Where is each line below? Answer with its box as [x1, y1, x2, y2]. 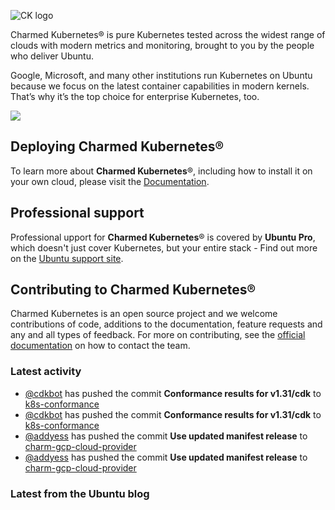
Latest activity [10, 365, 82, 379]
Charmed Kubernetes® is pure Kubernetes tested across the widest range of [10, 29, 326, 40]
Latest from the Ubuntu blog [10, 486, 150, 500]
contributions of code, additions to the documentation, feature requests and [10, 318, 323, 330]
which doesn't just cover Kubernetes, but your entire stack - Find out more [10, 241, 318, 254]
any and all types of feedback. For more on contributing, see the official [10, 329, 306, 341]
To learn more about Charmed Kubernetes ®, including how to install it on [10, 165, 313, 177]
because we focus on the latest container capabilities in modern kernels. [10, 80, 310, 92]
